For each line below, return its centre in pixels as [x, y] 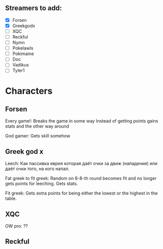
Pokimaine [23, 54]
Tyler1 [18, 70]
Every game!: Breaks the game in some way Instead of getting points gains [82, 121]
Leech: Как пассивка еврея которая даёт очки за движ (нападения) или [81, 164]
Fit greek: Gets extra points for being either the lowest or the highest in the [81, 193]
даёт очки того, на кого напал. [37, 169]
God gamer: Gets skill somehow [38, 136]
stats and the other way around [37, 126]
